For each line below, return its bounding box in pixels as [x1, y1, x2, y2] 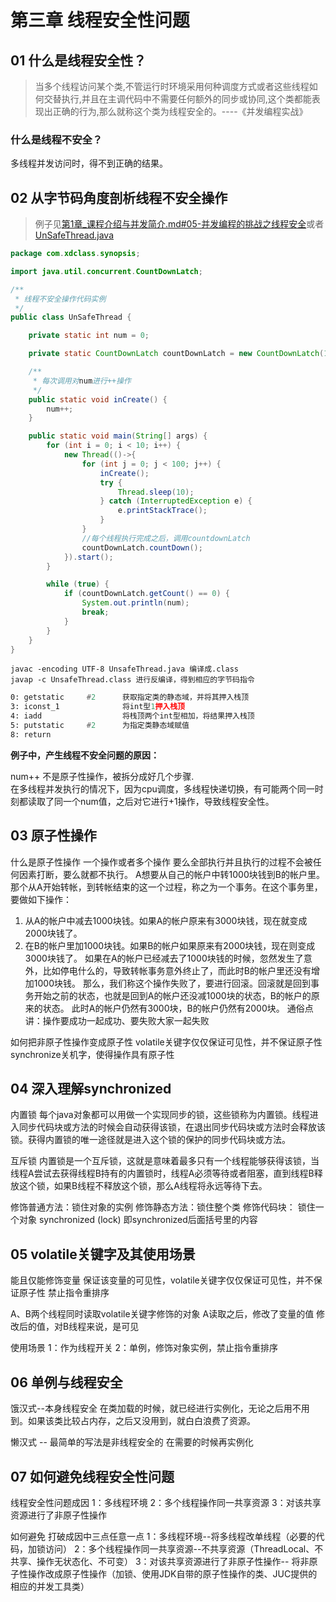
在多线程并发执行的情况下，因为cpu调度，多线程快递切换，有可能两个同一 [10, 782, 315, 795]
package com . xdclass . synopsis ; [10, 249, 141, 259]
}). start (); [63, 552, 114, 562]
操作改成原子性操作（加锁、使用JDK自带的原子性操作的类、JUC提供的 [27, 1567, 318, 1580]
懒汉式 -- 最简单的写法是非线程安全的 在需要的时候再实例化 [10, 1436, 254, 1448]
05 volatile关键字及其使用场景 [10, 1246, 196, 1263]
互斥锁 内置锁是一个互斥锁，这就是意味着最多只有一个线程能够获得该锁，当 [10, 1155, 320, 1167]
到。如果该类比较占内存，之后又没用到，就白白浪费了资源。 [10, 1415, 256, 1427]
